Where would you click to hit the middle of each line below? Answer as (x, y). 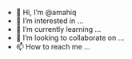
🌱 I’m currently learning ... (58, 29)
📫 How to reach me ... (53, 47)
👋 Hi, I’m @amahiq (46, 12)
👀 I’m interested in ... (50, 21)
